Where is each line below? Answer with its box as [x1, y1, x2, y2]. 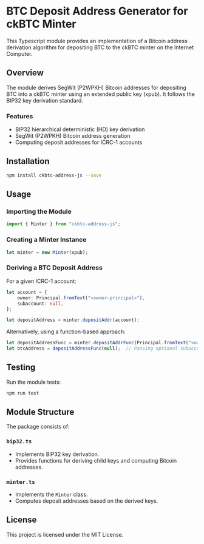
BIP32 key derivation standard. [6, 97, 84, 104]
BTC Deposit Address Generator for [6, 4, 188, 18]
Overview [6, 68, 44, 78]
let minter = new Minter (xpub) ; [6, 249, 88, 256]
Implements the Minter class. [15, 491, 88, 498]
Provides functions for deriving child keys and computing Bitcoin [15, 457, 177, 464]
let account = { [6, 289, 47, 295]
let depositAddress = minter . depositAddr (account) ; [6, 317, 140, 323]
